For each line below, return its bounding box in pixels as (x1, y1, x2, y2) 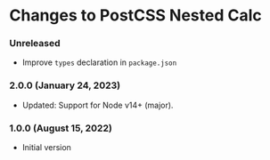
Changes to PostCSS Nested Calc (9, 5, 263, 26)
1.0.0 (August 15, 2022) (9, 122, 113, 134)
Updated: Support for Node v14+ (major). (21, 100, 174, 110)
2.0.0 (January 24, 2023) (9, 79, 121, 92)
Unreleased (9, 37, 61, 50)
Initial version (21, 142, 71, 153)
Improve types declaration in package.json (21, 57, 177, 68)
